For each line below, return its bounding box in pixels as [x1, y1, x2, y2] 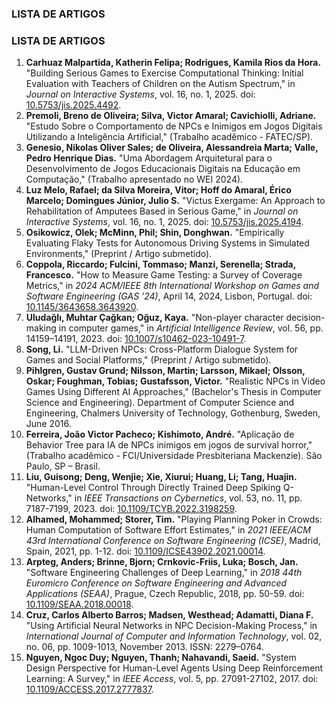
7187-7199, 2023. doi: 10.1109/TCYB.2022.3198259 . [25, 503, 238, 515]
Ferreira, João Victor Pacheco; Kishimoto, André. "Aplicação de [25, 428, 295, 441]
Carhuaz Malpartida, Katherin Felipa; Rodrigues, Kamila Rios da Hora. [25, 57, 322, 69]
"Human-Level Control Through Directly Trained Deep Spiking [25, 482, 281, 494]
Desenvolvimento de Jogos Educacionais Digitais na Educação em [25, 163, 301, 175]
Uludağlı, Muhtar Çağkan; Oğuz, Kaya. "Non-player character [25, 312, 284, 324]
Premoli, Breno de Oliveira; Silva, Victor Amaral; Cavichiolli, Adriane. [25, 110, 317, 122]
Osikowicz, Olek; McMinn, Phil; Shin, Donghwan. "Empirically [25, 227, 285, 239]
